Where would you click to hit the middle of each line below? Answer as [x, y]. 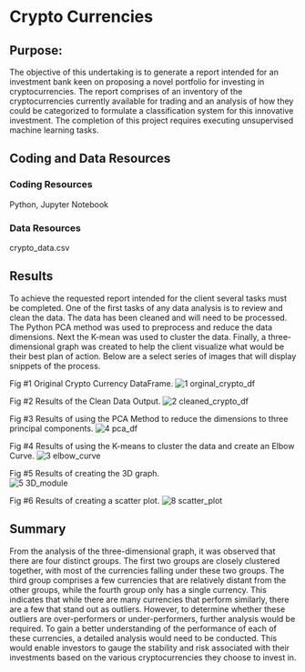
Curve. [22, 456]
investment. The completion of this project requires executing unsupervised [152, 120]
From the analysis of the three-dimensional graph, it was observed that [142, 551]
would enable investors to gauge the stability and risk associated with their [149, 647]
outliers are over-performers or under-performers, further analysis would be [152, 618]
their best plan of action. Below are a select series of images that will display [153, 356]
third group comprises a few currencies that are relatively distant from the [148, 580]
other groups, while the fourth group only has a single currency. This [138, 589]
